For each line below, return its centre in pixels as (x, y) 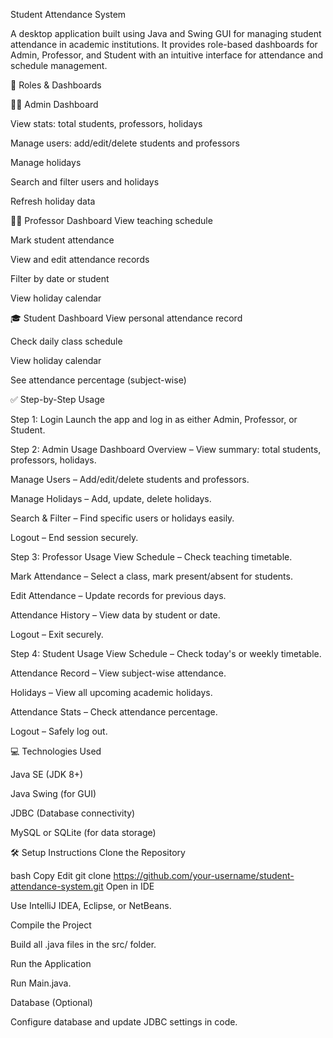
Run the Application (51, 963)
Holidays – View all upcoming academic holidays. (111, 692)
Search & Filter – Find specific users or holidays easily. (122, 518)
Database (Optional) (51, 1002)
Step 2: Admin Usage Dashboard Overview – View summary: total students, (166, 449)
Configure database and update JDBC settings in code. (124, 1022)
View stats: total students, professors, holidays (106, 123)
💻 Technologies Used (56, 751)
